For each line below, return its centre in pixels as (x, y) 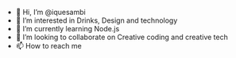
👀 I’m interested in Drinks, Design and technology (97, 20)
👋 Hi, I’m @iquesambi (50, 12)
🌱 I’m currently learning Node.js (68, 29)
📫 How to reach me (48, 46)
